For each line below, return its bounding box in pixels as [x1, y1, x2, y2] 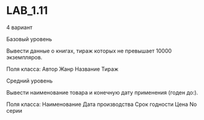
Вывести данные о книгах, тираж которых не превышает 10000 [6, 47, 172, 55]
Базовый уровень [6, 35, 52, 42]
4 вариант [6, 24, 33, 31]
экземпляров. [6, 53, 43, 61]
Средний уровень [6, 77, 53, 84]
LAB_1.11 [6, 4, 48, 18]
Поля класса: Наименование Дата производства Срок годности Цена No [6, 101, 197, 108]
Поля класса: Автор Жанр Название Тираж [6, 65, 119, 73]
